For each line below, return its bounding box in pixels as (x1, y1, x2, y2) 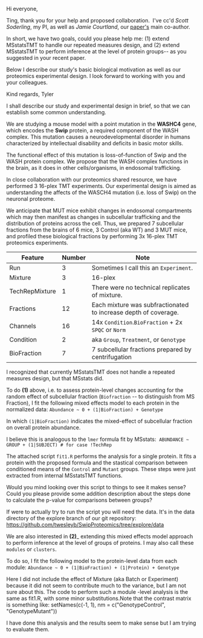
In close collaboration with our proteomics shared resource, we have (6, 176, 177, 183)
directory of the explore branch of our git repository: (6, 515, 137, 522)
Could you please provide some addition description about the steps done (6, 490, 191, 497)
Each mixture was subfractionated (91, 301, 189, 309)
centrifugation (91, 353, 132, 361)
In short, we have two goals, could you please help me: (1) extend (6, 35, 170, 42)
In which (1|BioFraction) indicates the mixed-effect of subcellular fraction (6, 417, 192, 425)
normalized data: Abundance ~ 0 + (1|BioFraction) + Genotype (6, 406, 163, 413)
